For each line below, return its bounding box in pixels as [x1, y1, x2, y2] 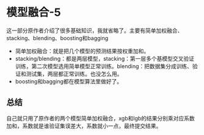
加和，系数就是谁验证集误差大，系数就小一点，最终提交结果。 [6, 122, 162, 130]
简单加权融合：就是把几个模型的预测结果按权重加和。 [15, 47, 150, 55]
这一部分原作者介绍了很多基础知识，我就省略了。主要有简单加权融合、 [6, 27, 183, 34]
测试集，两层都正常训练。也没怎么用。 [26, 70, 123, 77]
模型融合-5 [6, 5, 61, 19]
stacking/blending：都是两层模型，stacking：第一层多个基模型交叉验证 [15, 55, 194, 62]
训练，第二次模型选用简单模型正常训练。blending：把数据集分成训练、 [15, 62, 193, 70]
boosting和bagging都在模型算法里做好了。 [15, 77, 123, 85]
